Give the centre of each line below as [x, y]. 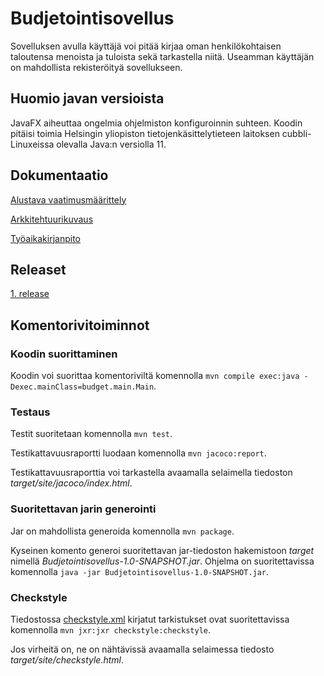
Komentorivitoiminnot [80, 325]
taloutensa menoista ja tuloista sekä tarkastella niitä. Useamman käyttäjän [162, 56]
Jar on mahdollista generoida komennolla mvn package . [122, 531]
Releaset [38, 269]
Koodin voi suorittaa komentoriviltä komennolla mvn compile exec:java [155, 376]
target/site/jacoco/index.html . [71, 483]
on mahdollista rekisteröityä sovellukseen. [96, 67]
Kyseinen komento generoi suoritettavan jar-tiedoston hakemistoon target [162, 550]
